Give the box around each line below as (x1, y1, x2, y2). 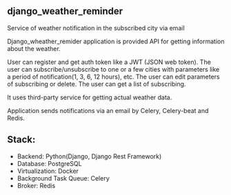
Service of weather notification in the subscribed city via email (7, 23, 185, 32)
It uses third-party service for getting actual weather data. (7, 93, 172, 101)
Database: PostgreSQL (17, 159, 82, 167)
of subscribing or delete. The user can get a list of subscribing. (7, 79, 186, 88)
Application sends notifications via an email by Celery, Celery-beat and (7, 106, 209, 114)
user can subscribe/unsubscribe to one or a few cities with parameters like (7, 65, 220, 73)
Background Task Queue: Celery (17, 174, 110, 182)
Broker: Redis (17, 181, 56, 189)
